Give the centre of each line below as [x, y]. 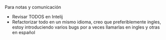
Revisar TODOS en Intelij [37, 17]
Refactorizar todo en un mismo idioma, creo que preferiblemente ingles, [87, 22]
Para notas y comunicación [33, 7]
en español [24, 32]
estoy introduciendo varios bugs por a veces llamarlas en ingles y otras [86, 27]
